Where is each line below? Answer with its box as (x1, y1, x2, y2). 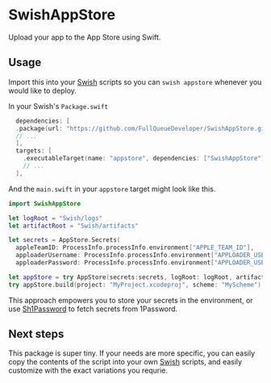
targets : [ (15, 147, 52, 155)
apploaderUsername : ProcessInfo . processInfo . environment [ (15, 252, 215, 260)
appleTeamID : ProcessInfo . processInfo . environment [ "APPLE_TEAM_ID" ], (15, 244, 254, 252)
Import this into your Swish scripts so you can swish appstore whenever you (8, 77, 262, 86)
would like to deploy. (8, 85, 77, 95)
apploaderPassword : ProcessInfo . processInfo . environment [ (15, 259, 215, 267)
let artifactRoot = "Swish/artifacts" (8, 222, 139, 230)
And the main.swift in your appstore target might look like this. (8, 184, 216, 194)
